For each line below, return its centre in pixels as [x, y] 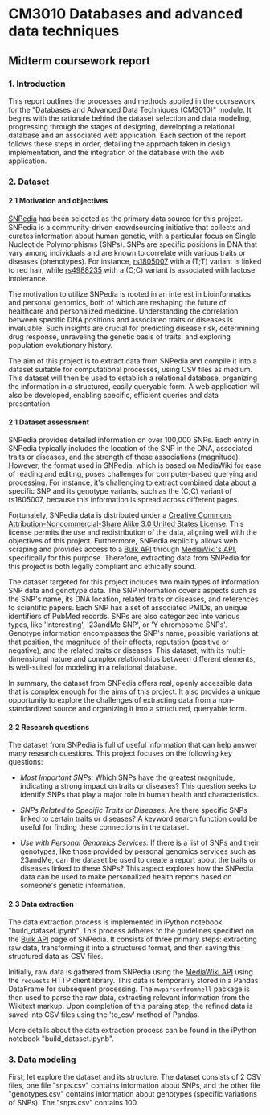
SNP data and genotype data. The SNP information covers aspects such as [133, 591]
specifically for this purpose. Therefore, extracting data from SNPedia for [129, 558]
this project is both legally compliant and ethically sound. [102, 567]
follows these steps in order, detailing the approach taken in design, [121, 143]
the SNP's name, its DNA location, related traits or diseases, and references [133, 599]
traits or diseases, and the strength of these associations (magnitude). [125, 457]
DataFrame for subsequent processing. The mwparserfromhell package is [129, 989]
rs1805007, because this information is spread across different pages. [124, 500]
